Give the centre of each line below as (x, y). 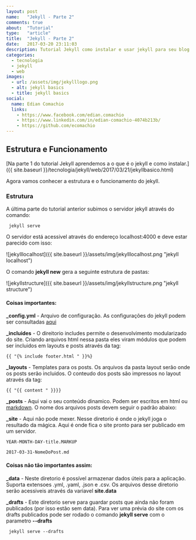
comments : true (25, 22)
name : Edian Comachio (38, 104)
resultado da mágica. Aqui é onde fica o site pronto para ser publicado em (96, 425)
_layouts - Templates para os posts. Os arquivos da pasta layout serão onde (98, 367)
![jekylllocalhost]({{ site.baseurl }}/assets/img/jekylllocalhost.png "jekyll (92, 254)
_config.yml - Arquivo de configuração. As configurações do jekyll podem (96, 316)
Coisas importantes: (31, 302)
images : (16, 77)
